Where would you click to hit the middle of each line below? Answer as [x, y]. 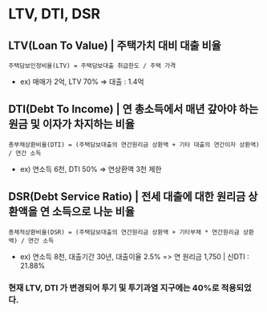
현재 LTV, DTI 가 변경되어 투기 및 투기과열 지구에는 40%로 [114, 287]
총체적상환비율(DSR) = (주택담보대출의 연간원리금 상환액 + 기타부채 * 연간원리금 [124, 232]
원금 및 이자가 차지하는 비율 [71, 124]
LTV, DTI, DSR [55, 14]
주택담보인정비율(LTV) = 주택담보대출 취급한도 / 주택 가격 [92, 66]
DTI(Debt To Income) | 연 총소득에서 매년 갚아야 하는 [133, 109]
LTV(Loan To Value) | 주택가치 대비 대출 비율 [115, 45]
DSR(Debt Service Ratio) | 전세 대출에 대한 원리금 [127, 197]
